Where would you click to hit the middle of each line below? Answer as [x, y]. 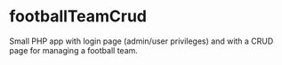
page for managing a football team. [73, 50]
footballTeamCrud [78, 16]
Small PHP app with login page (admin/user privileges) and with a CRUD [141, 41]
